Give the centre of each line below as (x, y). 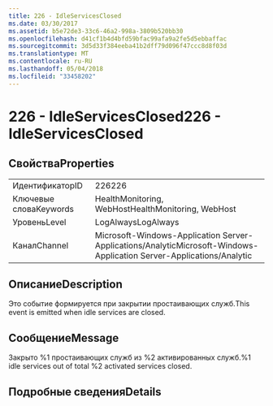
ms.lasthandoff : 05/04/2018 (56, 69)
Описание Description (66, 285)
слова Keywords (43, 209)
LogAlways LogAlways (137, 222)
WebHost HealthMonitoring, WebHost (165, 209)
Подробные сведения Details (85, 392)
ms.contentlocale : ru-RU (50, 62)
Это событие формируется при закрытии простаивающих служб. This (129, 304)
